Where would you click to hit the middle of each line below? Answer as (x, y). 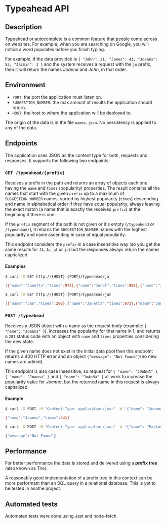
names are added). (24, 361)
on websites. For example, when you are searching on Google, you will (77, 44)
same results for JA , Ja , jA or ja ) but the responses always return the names (82, 249)
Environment (25, 85)
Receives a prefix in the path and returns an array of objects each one (76, 183)
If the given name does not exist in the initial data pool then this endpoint (79, 351)
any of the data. (21, 127)
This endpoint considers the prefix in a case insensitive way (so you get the (83, 244)
